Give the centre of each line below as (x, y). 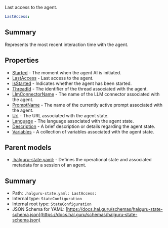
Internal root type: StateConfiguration (52, 204)
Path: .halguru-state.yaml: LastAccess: (54, 193)
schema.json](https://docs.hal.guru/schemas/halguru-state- (75, 215)
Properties (22, 60)
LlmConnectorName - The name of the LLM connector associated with (86, 94)
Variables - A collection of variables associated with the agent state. (83, 131)
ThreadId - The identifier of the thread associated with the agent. (80, 88)
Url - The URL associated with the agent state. (60, 115)
